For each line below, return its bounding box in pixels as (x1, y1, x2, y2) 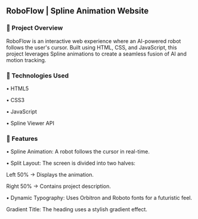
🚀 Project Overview (6, 24, 63, 32)
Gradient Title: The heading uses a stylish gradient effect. (6, 206, 148, 213)
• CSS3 (6, 96, 25, 103)
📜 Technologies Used (6, 71, 69, 79)
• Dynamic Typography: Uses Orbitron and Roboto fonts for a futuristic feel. (6, 195, 193, 202)
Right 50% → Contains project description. (6, 183, 112, 190)
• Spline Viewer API (6, 119, 55, 127)
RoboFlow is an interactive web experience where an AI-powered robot (6, 37, 181, 45)
